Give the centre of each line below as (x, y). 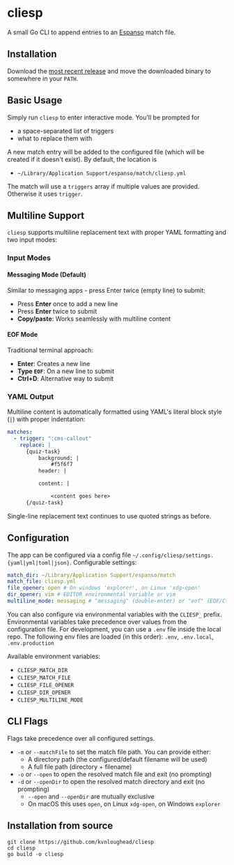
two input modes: (32, 240)
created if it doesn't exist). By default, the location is (82, 159)
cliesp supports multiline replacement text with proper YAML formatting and (117, 233)
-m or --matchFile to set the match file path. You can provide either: (114, 752)
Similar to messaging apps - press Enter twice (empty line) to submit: (106, 290)
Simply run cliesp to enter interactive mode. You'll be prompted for (103, 117)
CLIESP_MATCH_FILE (44, 678)
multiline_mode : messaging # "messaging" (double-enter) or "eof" (106, 601)
